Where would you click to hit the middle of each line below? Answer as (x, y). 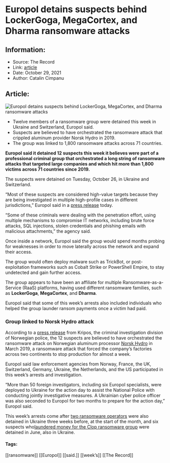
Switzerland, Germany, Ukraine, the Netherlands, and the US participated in (84, 369)
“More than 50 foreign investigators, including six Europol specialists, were (83, 385)
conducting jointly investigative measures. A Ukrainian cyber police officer (83, 395)
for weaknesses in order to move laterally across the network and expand (82, 246)
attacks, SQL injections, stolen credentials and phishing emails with (76, 226)
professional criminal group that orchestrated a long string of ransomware (85, 158)
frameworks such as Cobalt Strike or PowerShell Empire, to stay (97, 267)
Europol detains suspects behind (76, 9)
